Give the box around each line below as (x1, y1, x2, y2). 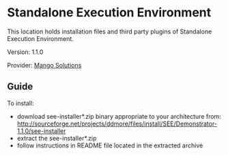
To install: (7, 99, 34, 107)
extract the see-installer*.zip (16, 134, 97, 142)
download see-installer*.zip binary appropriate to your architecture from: (16, 112, 222, 120)
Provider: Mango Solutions (7, 61, 82, 69)
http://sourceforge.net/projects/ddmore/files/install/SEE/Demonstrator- (16, 119, 217, 128)
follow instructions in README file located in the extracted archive (16, 141, 203, 150)
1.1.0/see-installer (16, 126, 66, 135)
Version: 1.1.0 (7, 48, 44, 56)
